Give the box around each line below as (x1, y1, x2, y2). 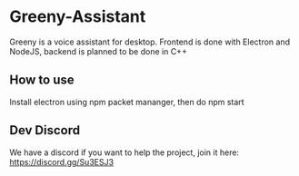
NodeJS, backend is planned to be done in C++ (9, 45, 188, 56)
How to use (9, 73, 75, 88)
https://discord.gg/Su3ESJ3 (9, 156, 115, 167)
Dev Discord (9, 122, 80, 138)
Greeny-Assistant (9, 6, 146, 27)
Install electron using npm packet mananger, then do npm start (9, 96, 244, 107)
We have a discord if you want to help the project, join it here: (9, 147, 239, 158)
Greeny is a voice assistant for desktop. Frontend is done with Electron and (9, 36, 291, 47)
